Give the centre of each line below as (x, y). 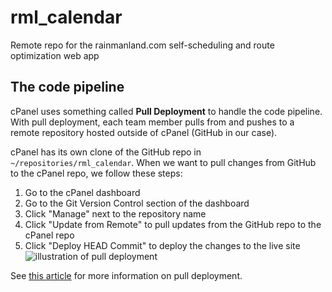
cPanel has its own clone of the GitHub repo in (106, 152)
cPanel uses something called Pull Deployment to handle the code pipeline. (166, 111)
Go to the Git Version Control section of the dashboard (137, 203)
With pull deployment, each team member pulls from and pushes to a (152, 122)
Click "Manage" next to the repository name (115, 213)
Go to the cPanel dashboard (82, 192)
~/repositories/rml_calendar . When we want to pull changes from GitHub (163, 162)
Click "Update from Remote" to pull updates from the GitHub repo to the (173, 224)
